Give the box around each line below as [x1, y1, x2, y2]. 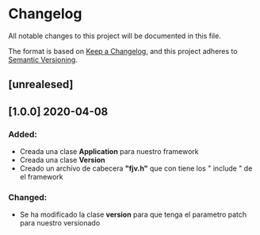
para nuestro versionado [19, 218, 101, 228]
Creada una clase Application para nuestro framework [19, 147, 199, 156]
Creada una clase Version [19, 156, 105, 165]
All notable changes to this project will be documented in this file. [8, 31, 222, 40]
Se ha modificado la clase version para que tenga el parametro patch [19, 210, 247, 219]
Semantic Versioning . [8, 55, 78, 64]
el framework [19, 172, 63, 182]
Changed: [8, 191, 48, 202]
